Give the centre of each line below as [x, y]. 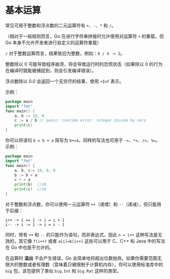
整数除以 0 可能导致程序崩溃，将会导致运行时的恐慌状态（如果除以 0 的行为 [84, 64]
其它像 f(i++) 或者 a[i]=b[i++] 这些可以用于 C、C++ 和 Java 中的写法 [92, 241]
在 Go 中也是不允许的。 [30, 247]
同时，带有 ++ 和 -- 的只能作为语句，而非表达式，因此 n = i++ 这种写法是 [82, 234]
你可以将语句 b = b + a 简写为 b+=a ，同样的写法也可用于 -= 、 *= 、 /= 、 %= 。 [83, 141]
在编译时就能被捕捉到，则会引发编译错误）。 [51, 70]
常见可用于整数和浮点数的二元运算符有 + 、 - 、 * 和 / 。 [61, 25]
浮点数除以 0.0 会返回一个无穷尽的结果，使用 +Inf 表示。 [65, 81]
